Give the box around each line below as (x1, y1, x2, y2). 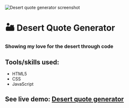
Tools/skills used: (5, 58, 59, 66)
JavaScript (12, 81, 34, 87)
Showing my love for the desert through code (5, 43, 114, 50)
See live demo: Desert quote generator (5, 95, 124, 104)
